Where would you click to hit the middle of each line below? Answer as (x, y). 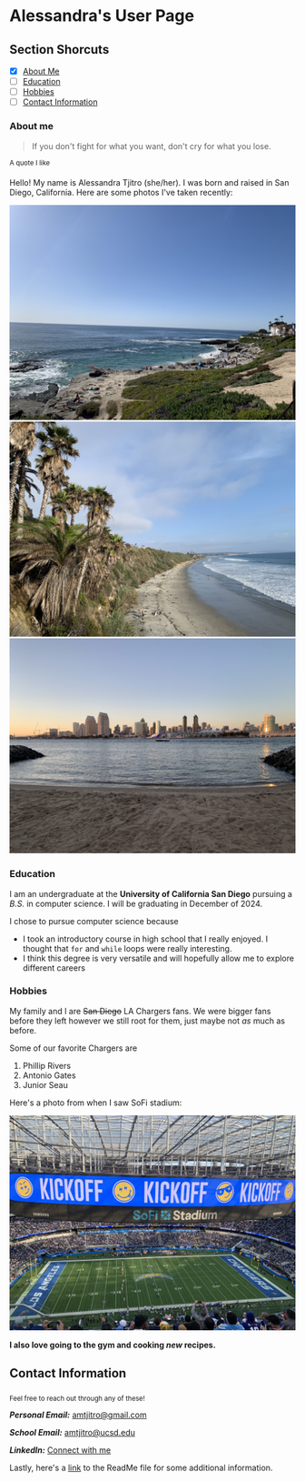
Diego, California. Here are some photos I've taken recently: (121, 193)
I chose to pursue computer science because (94, 921)
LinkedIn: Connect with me (60, 1450)
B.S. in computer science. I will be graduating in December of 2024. (136, 903)
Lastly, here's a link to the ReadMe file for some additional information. (141, 1468)
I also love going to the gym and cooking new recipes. (113, 1345)
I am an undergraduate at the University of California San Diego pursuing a (151, 893)
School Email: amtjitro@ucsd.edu (73, 1433)
